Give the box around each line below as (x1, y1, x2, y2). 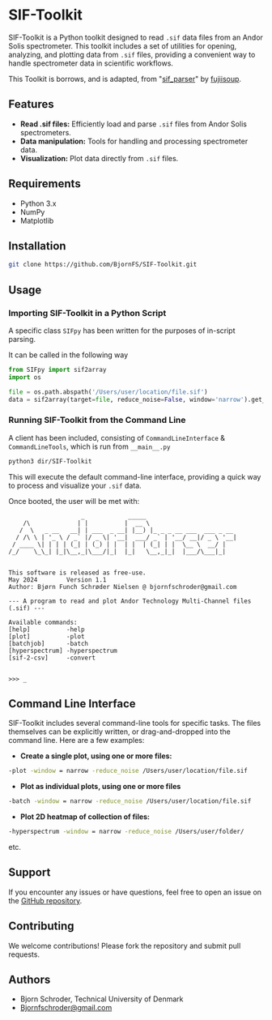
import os (8, 373, 42, 382)
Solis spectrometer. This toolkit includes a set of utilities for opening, (8, 41, 237, 50)
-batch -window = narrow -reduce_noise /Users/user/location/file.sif (8, 797, 252, 805)
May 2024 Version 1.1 (8, 575, 107, 584)
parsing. (8, 334, 36, 344)
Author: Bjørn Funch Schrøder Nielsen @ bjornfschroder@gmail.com (8, 583, 237, 591)
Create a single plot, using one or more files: (19, 751, 172, 761)
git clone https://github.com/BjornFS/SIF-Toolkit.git (8, 261, 198, 269)
